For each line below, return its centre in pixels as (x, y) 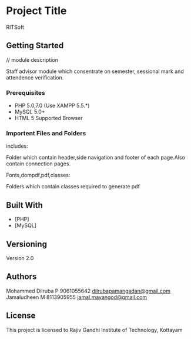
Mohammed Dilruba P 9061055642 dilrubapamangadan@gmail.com (88, 291)
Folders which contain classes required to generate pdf (73, 187)
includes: (17, 146)
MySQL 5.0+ (30, 112)
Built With (24, 205)
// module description (32, 59)
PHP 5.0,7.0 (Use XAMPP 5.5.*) (52, 106)
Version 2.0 (20, 258)
